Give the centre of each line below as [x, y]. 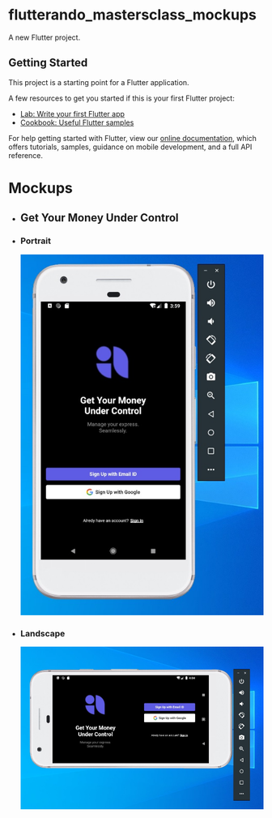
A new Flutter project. [45, 37]
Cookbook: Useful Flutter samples [77, 122]
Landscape [42, 633]
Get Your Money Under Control [100, 218]
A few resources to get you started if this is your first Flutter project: [121, 98]
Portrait [35, 241]
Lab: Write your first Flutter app [72, 113]
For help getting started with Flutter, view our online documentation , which [133, 138]
